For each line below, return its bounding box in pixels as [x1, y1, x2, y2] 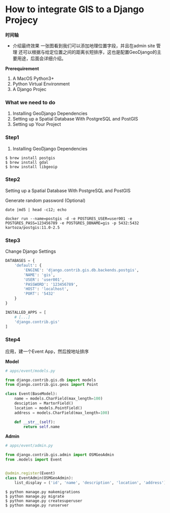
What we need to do [5, 99, 56, 106]
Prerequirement [5, 65, 39, 72]
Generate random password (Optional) [5, 197, 86, 203]
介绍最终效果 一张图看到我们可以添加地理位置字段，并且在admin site [12, 42, 155, 49]
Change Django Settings [5, 248, 56, 255]
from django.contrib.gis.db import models [5, 377, 96, 382]
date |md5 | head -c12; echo [5, 207, 67, 212]
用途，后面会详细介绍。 [17, 55, 66, 62]
